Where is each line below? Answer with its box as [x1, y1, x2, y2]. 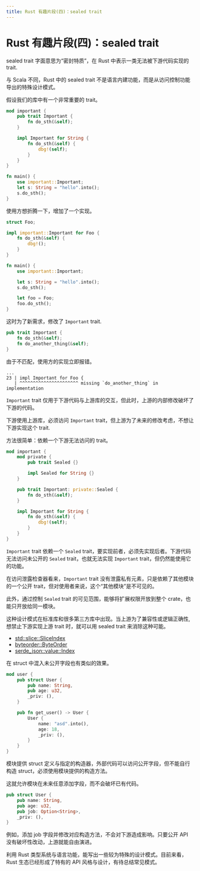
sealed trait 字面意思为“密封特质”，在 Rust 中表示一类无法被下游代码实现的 [6, 57, 189, 64]
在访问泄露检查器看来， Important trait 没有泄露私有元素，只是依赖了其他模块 [6, 575, 194, 582]
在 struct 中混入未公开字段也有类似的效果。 [6, 659, 112, 666]
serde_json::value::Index [14, 647, 76, 654]
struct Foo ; [6, 219, 36, 225]
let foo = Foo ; [17, 295, 55, 301]
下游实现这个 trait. [6, 424, 51, 431]
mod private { [17, 454, 52, 460]
